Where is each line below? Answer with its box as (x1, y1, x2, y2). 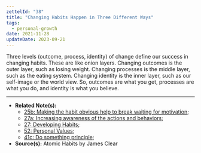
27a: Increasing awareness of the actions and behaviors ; (23, 115, 163, 121)
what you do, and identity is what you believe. (6, 85, 120, 91)
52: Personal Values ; (23, 127, 75, 134)
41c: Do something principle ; (23, 134, 95, 140)
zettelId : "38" (6, 8, 44, 15)
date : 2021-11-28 (6, 31, 50, 37)
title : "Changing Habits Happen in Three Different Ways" (6, 14, 154, 20)
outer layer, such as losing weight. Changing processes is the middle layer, (6, 66, 190, 72)
